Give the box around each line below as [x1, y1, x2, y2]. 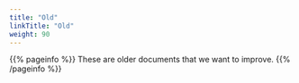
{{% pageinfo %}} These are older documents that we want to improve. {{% [9, 54, 291, 65]
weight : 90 [9, 29, 50, 38]
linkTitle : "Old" [9, 21, 75, 30]
